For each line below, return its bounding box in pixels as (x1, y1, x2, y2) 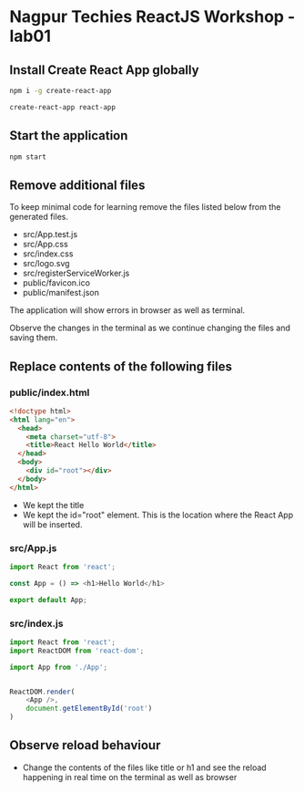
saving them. (9, 332, 58, 343)
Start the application (9, 128, 128, 143)
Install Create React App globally (9, 62, 199, 78)
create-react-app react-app (9, 102, 117, 111)
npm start (9, 152, 47, 162)
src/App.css (22, 239, 68, 250)
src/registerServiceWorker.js (22, 267, 130, 279)
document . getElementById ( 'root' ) (25, 704, 153, 714)
